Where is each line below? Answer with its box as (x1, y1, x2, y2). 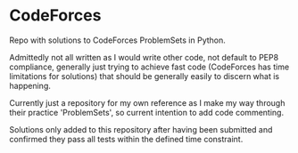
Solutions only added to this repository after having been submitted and (9, 124, 273, 134)
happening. (9, 80, 51, 91)
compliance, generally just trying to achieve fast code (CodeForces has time (9, 61, 290, 72)
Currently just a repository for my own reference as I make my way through (9, 97, 286, 108)
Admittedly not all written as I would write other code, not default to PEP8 (9, 52, 279, 62)
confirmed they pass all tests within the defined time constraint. (9, 133, 244, 144)
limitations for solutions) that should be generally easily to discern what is (9, 70, 280, 81)
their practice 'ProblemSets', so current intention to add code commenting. (9, 107, 284, 117)
